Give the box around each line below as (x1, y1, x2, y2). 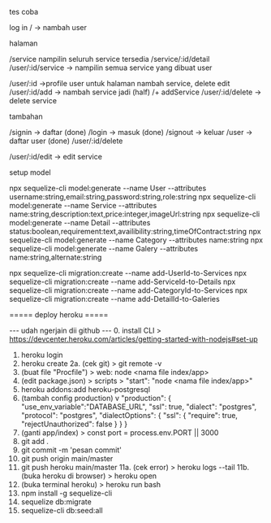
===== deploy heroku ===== (9, 310, 109, 320)
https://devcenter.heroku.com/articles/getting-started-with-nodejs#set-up (9, 334, 258, 344)
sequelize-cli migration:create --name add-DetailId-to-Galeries (9, 294, 220, 303)
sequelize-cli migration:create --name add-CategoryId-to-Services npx (9, 285, 248, 295)
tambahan (9, 111, 43, 121)
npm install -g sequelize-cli (20, 488, 113, 498)
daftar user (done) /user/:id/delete (9, 136, 123, 146)
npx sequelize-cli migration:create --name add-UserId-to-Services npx (9, 268, 247, 277)
